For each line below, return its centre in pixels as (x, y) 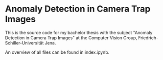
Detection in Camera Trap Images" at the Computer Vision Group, (71, 38)
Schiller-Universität (24, 43)
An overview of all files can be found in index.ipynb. (57, 52)
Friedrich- (148, 38)
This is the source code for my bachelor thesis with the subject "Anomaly (79, 32)
